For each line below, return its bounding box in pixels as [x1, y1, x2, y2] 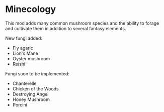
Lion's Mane [12, 50, 39, 56]
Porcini [12, 101, 28, 107]
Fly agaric [12, 45, 34, 51]
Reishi [12, 61, 26, 67]
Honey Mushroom [12, 96, 50, 102]
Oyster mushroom [12, 55, 50, 61]
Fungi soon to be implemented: [5, 70, 69, 76]
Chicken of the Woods [12, 85, 59, 91]
